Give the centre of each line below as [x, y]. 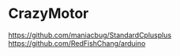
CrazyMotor [49, 14]
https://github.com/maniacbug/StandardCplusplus [90, 35]
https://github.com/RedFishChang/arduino [77, 43]
